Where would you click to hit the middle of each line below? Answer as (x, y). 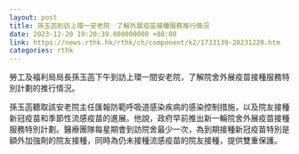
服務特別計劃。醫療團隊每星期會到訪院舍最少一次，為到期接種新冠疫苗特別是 (149, 129)
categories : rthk (41, 51)
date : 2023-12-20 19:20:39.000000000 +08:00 (93, 34)
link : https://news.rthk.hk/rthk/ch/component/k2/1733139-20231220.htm (145, 42)
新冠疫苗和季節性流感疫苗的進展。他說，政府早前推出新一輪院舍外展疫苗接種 (149, 118)
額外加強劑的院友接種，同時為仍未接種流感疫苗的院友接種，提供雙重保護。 (145, 141)
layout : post (33, 17)
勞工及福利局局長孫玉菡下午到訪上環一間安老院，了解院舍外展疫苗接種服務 (145, 77)
